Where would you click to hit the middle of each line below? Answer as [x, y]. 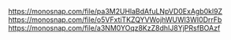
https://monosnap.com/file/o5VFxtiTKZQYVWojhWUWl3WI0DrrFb [115, 20]
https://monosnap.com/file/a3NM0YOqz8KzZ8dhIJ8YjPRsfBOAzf [114, 28]
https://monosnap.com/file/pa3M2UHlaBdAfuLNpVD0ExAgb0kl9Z [115, 11]
